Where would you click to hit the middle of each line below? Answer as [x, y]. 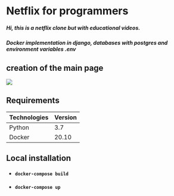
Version [66, 117]
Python [19, 127]
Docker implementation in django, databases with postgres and [87, 43]
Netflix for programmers [67, 11]
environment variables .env [41, 49]
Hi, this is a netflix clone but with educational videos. [73, 27]
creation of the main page [55, 68]
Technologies [29, 117]
